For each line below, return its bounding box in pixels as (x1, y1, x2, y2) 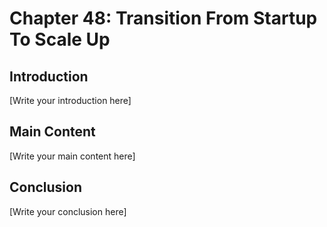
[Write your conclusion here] (9, 205, 127, 217)
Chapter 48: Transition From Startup (9, 7, 318, 30)
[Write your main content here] (9, 150, 136, 162)
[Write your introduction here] (9, 95, 132, 106)
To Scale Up (9, 28, 111, 51)
